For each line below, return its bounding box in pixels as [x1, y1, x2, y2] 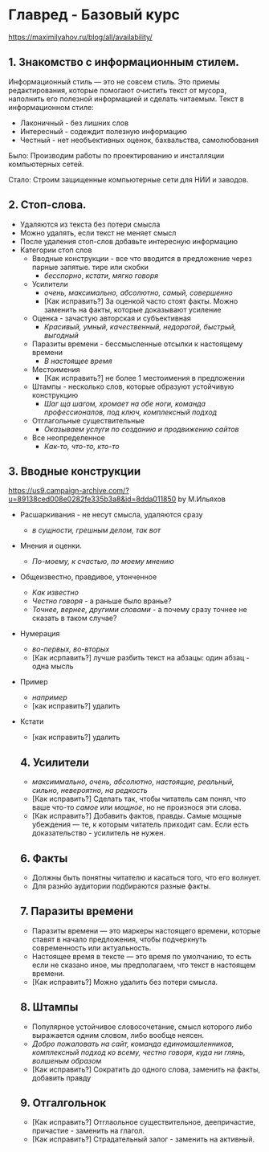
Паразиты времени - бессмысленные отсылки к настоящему [31, 339, 243, 349]
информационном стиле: [8, 102, 94, 112]
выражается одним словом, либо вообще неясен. [31, 1030, 205, 1040]
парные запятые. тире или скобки [31, 262, 149, 272]
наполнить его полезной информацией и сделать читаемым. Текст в [8, 94, 245, 104]
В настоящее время [43, 356, 112, 366]
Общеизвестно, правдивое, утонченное [19, 572, 157, 582]
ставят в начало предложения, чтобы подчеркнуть [31, 934, 207, 944]
